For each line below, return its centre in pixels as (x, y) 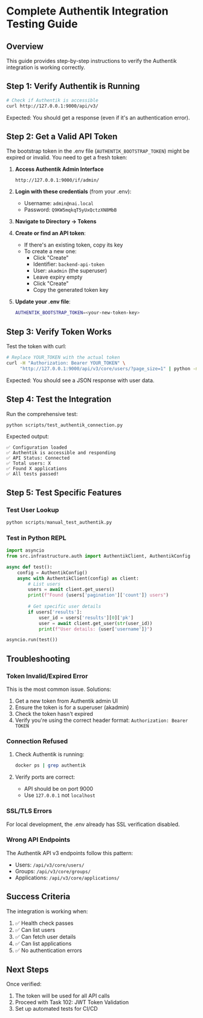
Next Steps (27, 970)
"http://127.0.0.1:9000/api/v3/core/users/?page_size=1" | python (105, 369)
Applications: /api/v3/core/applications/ (67, 878)
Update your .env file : (43, 302)
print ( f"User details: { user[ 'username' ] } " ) (95, 629)
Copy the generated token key (71, 290)
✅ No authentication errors (49, 950)
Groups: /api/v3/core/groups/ (53, 871)
